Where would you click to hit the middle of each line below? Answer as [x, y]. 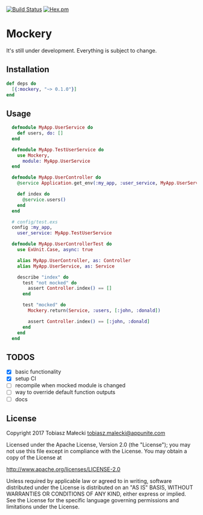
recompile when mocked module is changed [70, 385]
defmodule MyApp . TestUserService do [58, 149]
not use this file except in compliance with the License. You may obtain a [97, 451]
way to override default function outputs [65, 392]
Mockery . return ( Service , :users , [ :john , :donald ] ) [95, 311]
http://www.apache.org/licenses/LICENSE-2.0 [63, 470]
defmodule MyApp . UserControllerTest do [62, 244]
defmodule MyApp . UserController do [56, 178]
